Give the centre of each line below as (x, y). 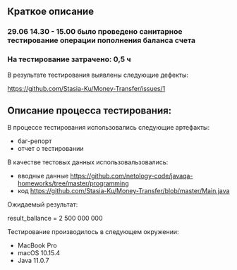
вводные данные (43, 176)
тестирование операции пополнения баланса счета (102, 40)
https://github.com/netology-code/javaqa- (132, 176)
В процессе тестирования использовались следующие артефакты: (109, 128)
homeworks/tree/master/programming (73, 183)
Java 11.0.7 (33, 261)
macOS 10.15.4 (39, 253)
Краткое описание (50, 12)
